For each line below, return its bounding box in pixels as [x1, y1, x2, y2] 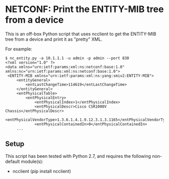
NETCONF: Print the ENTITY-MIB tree [5, 4, 164, 15]
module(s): [21, 158, 44, 164]
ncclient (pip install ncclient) [12, 168, 71, 174]
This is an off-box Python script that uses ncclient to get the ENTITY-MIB [5, 31, 156, 37]
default [5, 158, 20, 164]
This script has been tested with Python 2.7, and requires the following [5, 153, 151, 159]
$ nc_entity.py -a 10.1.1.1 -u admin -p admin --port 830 [5, 55, 129, 61]
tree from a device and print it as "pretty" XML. [5, 36, 103, 42]
